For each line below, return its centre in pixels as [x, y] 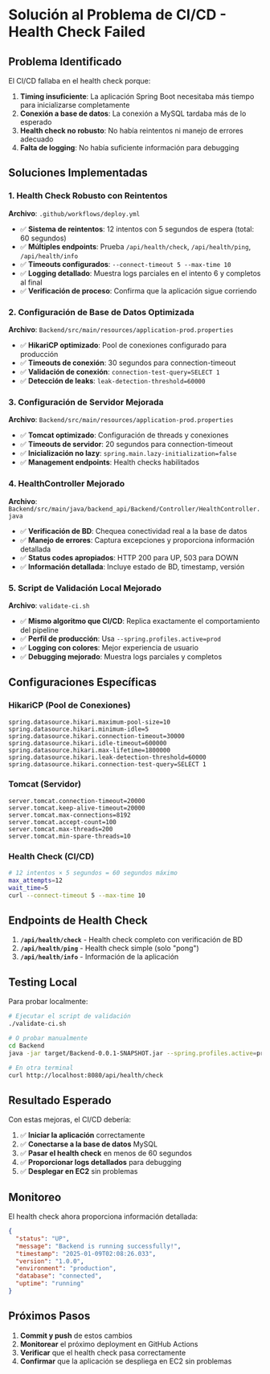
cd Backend [27, 1046]
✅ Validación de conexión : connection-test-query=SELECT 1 [120, 371]
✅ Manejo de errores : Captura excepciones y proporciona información [137, 539]
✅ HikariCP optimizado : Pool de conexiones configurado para [123, 345]
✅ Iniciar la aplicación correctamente [82, 1135]
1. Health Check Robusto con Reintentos [88, 196]
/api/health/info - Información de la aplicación [99, 957]
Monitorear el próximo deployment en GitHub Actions [109, 1343]
